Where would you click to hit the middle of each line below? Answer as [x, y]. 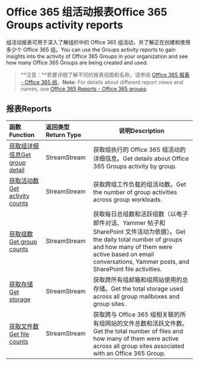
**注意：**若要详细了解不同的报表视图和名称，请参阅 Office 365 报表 [105, 75]
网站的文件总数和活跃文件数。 [147, 323]
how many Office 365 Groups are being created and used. [77, 62]
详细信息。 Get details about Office [141, 159]
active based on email [123, 254]
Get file [19, 334]
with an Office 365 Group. [129, 353]
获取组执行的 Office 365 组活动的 [139, 150]
